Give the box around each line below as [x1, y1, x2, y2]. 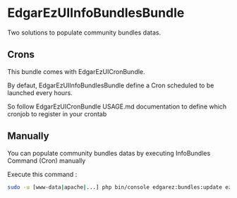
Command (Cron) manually [7, 156, 86, 165]
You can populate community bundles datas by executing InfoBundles [7, 149, 211, 157]
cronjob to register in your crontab [7, 109, 107, 118]
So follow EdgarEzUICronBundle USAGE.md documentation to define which [7, 102, 227, 111]
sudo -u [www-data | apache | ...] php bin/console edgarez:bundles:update [7, 183, 222, 191]
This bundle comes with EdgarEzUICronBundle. [7, 67, 146, 75]
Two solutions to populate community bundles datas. [7, 28, 161, 37]
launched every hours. [7, 88, 73, 97]
